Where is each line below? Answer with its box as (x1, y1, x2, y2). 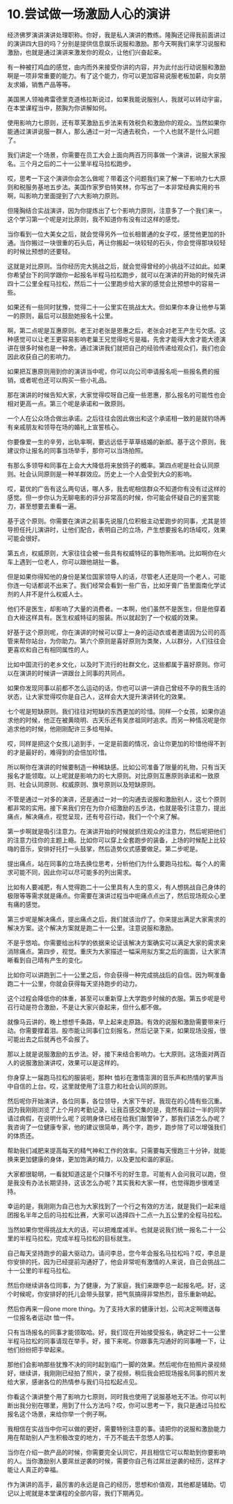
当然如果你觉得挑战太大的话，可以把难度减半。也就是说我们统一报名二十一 (7, 1225, 220, 1233)
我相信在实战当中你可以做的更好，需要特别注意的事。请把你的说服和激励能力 (7, 1424, 226, 1433)
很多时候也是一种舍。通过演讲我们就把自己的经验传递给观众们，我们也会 (19, 344, 226, 352)
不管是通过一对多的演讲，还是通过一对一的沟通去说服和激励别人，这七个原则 (7, 794, 226, 803)
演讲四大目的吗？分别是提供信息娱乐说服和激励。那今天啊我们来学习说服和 (12, 39, 226, 47)
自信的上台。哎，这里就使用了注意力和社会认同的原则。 (12, 1082, 171, 1090)
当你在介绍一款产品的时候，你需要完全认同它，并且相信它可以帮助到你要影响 (7, 1448, 226, 1456)
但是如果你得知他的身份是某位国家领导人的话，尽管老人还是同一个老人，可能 (7, 572, 226, 581)
